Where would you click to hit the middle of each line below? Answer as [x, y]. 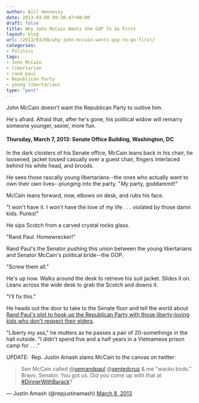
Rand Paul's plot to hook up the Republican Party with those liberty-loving [98, 315]
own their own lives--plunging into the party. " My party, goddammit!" [92, 184]
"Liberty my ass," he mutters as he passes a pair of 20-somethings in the [97, 333]
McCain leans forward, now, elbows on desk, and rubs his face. [85, 195]
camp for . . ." [23, 346]
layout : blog [23, 34]
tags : [13, 57]
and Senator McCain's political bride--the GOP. [65, 255]
